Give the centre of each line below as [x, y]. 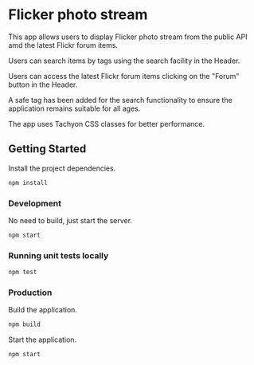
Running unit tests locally [59, 255]
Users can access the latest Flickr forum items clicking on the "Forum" [124, 76]
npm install [28, 182]
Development [35, 203]
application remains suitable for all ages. [74, 108]
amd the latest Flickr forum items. [63, 45]
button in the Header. [43, 84]
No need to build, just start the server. [70, 220]
